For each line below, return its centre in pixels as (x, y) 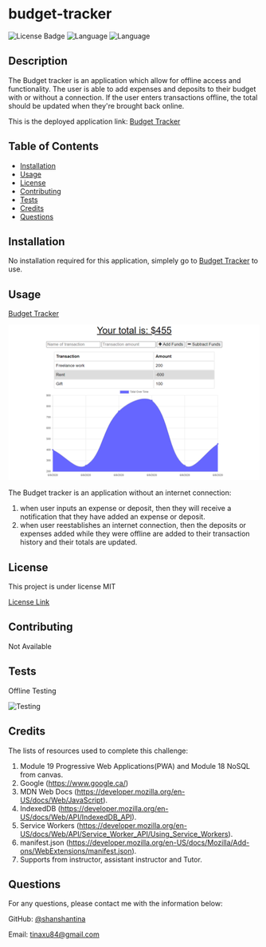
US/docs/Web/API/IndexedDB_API (76, 817)
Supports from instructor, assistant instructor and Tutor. (111, 859)
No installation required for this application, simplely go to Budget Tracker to (133, 261)
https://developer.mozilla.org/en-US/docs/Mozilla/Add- (159, 842)
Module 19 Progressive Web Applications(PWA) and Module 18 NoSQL (135, 766)
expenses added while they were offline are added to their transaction (135, 534)
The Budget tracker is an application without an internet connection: (120, 493)
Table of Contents (54, 147)
